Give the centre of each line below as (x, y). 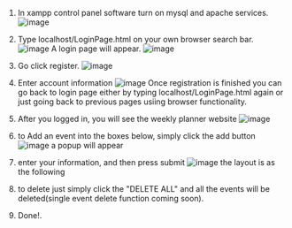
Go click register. (48, 66)
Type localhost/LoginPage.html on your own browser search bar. (135, 39)
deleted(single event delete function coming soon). (111, 198)
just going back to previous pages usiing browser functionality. (132, 102)
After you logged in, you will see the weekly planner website (127, 119)
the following (41, 172)
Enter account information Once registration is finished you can (150, 83)
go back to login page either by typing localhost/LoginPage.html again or (150, 92)
